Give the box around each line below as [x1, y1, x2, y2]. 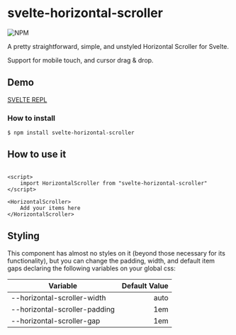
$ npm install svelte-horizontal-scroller [7, 129, 135, 136]
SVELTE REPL [7, 95, 47, 104]
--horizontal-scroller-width [11, 292, 106, 302]
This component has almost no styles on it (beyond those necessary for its [7, 248, 225, 257]
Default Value [121, 280, 169, 290]
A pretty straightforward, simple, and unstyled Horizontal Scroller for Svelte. [7, 42, 229, 50]
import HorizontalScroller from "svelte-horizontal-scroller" [20, 180, 208, 187]
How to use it [7, 148, 67, 160]
